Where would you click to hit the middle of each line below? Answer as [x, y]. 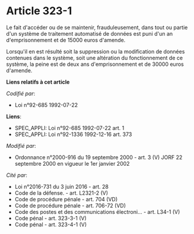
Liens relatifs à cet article [38, 82]
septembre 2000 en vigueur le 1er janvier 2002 [72, 163]
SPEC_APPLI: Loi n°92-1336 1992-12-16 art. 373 [73, 134]
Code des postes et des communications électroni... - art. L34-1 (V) [97, 211]
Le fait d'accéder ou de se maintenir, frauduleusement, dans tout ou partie [97, 27]
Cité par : [17, 175]
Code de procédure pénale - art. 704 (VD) [66, 199]
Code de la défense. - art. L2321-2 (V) [61, 193]
